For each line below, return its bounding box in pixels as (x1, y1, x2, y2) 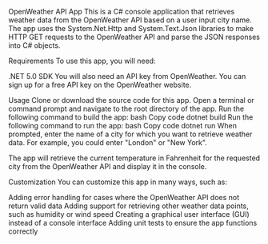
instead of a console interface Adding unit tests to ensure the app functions (8, 218, 258, 227)
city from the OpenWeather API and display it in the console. (8, 162, 207, 171)
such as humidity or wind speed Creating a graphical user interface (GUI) (8, 210, 250, 218)
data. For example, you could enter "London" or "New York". (8, 138, 208, 147)
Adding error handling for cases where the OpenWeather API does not (8, 193, 240, 202)
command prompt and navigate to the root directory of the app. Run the (8, 104, 245, 113)
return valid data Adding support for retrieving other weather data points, (8, 201, 250, 211)
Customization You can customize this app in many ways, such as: (8, 177, 228, 187)
